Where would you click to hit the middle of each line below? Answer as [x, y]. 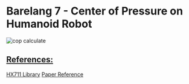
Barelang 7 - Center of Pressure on [94, 11]
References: [30, 60]
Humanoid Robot [49, 24]
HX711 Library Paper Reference [45, 74]
